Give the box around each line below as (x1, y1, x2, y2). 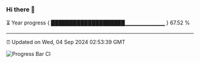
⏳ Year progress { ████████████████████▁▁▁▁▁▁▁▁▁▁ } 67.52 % (6, 19, 190, 26)
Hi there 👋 (6, 5, 36, 14)
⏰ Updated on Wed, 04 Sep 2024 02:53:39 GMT (6, 39, 126, 46)
